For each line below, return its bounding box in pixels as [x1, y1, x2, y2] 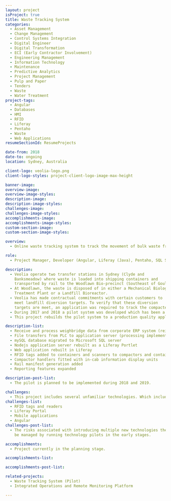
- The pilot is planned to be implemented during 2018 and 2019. [10, 380, 152, 386]
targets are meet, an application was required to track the [14, 305, 147, 310]
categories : [5, 21, 31, 27]
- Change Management [10, 31, 53, 36]
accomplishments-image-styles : [5, 220, 72, 225]
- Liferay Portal [10, 409, 47, 414]
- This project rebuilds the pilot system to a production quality [10, 315, 156, 320]
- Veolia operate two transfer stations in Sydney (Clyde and [10, 272, 145, 277]
